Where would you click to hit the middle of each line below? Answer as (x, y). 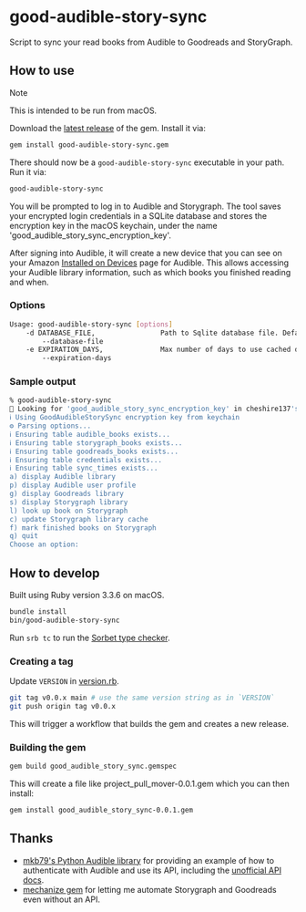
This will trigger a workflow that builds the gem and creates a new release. (149, 723)
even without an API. (61, 899)
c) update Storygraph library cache (79, 519)
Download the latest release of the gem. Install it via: (108, 128)
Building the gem (48, 747)
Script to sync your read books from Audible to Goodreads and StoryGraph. (151, 42)
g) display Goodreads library (67, 494)
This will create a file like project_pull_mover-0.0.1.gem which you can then (149, 783)
